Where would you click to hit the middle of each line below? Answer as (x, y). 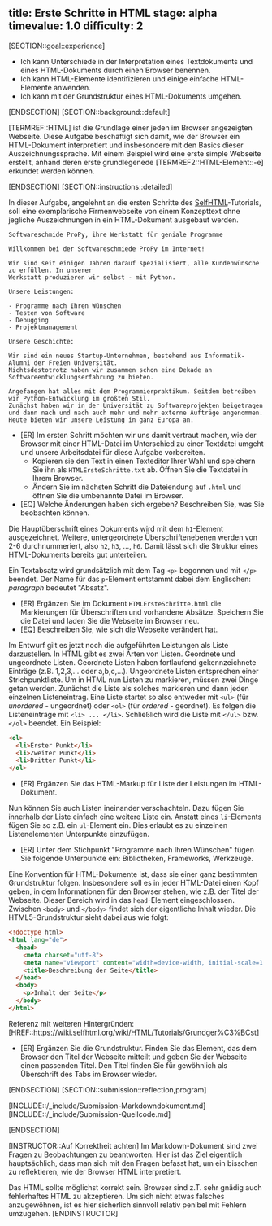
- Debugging (28, 320)
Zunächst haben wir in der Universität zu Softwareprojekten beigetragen (136, 405)
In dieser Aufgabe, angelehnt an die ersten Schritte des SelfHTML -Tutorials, (135, 202)
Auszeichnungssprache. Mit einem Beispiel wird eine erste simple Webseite (135, 153)
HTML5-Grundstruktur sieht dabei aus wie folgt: (89, 917)
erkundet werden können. (52, 171)
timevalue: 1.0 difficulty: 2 (76, 26)
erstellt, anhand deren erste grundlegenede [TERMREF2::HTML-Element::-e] (136, 162)
